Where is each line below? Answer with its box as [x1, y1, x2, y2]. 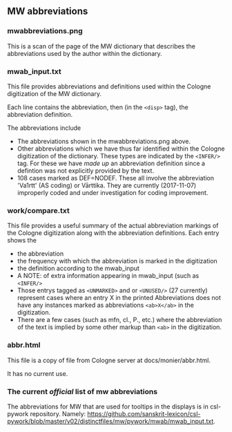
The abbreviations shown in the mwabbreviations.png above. [17, 137, 191, 145]
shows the [7, 236, 37, 245]
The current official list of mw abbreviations [7, 386, 157, 396]
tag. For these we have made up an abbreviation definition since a [17, 159, 206, 167]
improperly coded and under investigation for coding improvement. [17, 188, 209, 196]
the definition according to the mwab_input [17, 264, 140, 272]
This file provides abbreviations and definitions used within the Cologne [7, 82, 211, 91]
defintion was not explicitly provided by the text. [17, 166, 154, 175]
